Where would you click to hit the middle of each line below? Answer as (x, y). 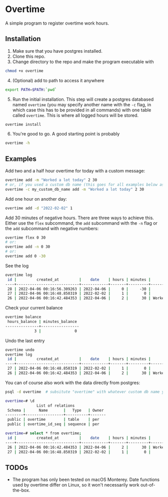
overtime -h (17, 143)
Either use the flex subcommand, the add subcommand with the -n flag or (81, 223)
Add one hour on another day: (36, 199)
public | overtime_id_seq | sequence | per (53, 424)
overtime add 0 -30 (25, 256)
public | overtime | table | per (53, 420)
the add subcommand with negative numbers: (52, 228)
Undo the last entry (25, 341)
